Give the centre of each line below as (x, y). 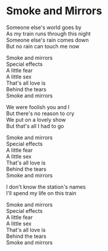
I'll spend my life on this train (41, 193)
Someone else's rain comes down (47, 40)
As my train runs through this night (48, 33)
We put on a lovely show (36, 119)
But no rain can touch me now (43, 46)
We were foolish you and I (38, 107)
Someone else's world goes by (44, 27)
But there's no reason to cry (40, 113)
